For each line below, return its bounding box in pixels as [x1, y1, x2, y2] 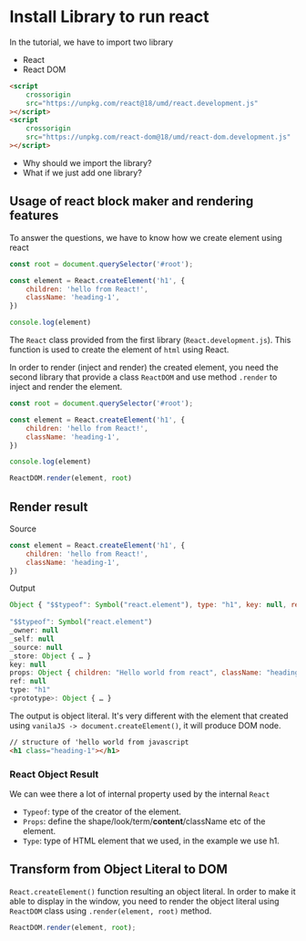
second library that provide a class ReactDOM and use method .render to [9, 371, 278, 382]
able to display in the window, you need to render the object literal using [9, 895, 280, 906]
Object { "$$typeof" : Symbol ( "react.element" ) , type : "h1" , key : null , [9, 601, 288, 610]
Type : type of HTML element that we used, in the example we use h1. [22, 835, 280, 846]
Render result [9, 499, 88, 515]
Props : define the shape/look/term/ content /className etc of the [22, 815, 266, 827]
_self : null [9, 634, 55, 643]
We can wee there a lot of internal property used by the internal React [9, 788, 270, 800]
